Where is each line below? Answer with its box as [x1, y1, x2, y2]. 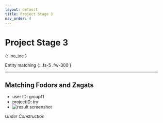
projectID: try [12, 99, 39, 105]
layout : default [5, 7, 38, 12]
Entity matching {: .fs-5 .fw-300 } [5, 62, 72, 68]
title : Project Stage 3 [5, 12, 53, 16]
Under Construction [5, 113, 45, 119]
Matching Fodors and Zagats [5, 81, 94, 89]
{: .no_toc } [5, 53, 27, 59]
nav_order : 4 [5, 16, 32, 21]
